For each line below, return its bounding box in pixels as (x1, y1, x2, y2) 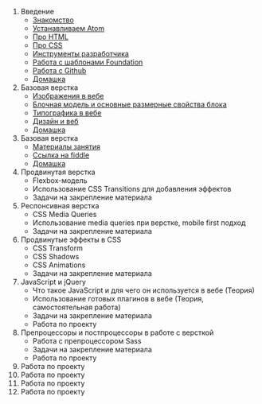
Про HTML (32, 32, 68, 41)
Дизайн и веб (32, 117, 79, 126)
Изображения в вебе (32, 91, 104, 100)
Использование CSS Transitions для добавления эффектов (32, 185, 232, 193)
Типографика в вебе (32, 108, 102, 118)
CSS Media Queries (32, 210, 97, 219)
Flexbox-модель (32, 176, 88, 185)
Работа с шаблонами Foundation (32, 57, 143, 67)
